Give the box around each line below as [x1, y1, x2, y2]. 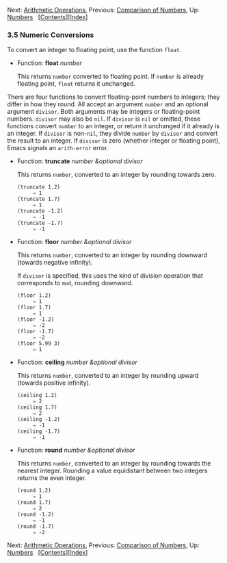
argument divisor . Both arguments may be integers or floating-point [7, 108, 200, 116]
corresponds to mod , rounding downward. [16, 279, 133, 287]
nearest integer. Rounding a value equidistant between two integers [16, 466, 208, 475]
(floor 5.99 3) [16, 340, 61, 347]
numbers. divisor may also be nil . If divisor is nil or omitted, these [7, 115, 201, 123]
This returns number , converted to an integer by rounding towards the [16, 459, 211, 468]
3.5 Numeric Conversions [7, 30, 94, 40]
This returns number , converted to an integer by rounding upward [16, 372, 200, 380]
